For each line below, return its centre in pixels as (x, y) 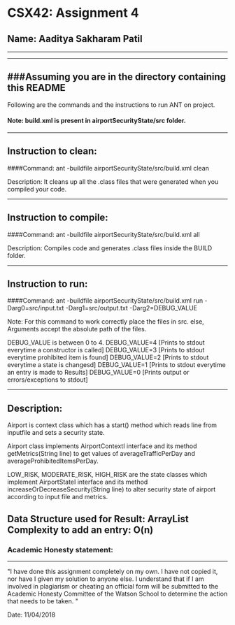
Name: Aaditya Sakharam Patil (75, 39)
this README (36, 88)
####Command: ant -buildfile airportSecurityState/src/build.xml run (105, 301)
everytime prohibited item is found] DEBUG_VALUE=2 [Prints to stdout (108, 357)
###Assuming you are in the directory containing (116, 77)
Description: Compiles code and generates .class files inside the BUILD (110, 248)
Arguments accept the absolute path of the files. (77, 329)
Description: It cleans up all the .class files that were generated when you (113, 181)
